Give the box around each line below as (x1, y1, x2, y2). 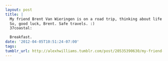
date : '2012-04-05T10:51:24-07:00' (5, 39, 79, 45)
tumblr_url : (5, 48, 30, 54)
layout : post (5, 7, 32, 12)
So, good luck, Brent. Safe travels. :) (9, 21, 95, 26)
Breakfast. (9, 35, 32, 40)
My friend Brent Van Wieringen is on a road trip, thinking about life (9, 16, 162, 21)
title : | (5, 12, 23, 17)
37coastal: (9, 26, 32, 31)
